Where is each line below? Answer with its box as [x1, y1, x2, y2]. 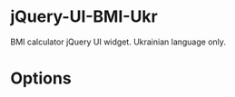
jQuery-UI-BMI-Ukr [10, 6, 158, 27]
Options [10, 68, 72, 89]
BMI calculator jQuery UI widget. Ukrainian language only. [10, 36, 226, 47]
